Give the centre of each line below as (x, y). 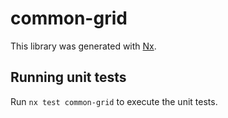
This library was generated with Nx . (83, 46)
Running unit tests (68, 77)
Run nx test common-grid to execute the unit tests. (114, 101)
